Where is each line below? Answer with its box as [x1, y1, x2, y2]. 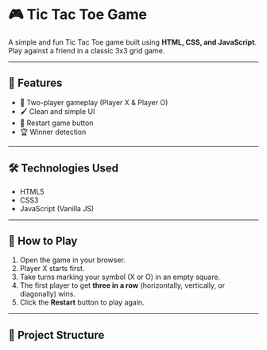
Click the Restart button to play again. [19, 297, 145, 307]
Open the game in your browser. [19, 255, 126, 265]
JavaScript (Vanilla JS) [19, 203, 95, 213]
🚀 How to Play [8, 234, 78, 247]
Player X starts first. [19, 264, 85, 273]
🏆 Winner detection [19, 127, 87, 136]
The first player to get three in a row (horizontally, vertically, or [19, 281, 225, 290]
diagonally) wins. [19, 289, 76, 299]
